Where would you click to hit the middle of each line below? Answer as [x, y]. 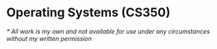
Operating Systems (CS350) [88, 13]
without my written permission [49, 38]
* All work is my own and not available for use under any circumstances [108, 31]
